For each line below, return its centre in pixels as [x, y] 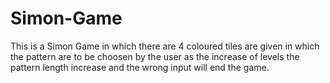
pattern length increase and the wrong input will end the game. [140, 67]
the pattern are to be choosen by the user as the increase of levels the [155, 56]
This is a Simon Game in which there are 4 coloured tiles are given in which [165, 46]
